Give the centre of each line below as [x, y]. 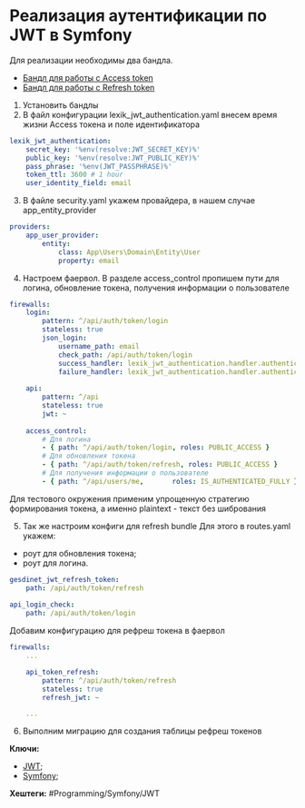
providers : [30, 227]
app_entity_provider [59, 211]
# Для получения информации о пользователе [125, 473]
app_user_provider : [63, 236]
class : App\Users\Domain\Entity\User [129, 252]
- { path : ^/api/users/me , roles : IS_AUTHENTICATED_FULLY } [170, 481]
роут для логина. [55, 563]
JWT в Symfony [71, 35]
